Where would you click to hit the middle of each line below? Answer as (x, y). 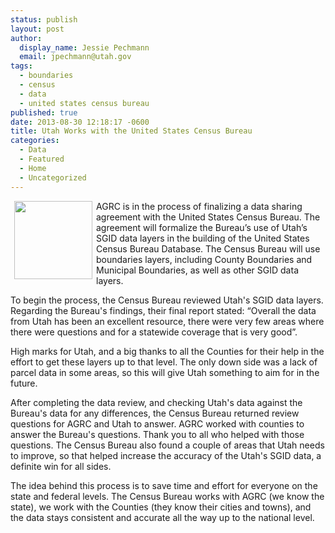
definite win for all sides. (61, 466)
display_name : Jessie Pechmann (84, 47)
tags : (21, 66)
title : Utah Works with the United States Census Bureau (131, 131)
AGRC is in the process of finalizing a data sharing (199, 206)
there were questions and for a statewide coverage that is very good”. (154, 332)
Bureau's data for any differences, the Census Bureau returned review (155, 413)
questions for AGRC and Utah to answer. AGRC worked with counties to (157, 423)
